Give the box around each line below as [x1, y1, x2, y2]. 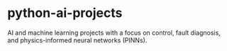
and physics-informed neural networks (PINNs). [7, 35, 148, 44]
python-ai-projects [7, 5, 123, 21]
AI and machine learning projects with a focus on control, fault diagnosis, [7, 28, 221, 37]
